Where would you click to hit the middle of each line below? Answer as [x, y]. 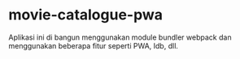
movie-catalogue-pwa [85, 15]
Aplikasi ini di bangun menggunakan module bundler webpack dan [120, 37]
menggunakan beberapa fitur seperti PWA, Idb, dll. [94, 45]
